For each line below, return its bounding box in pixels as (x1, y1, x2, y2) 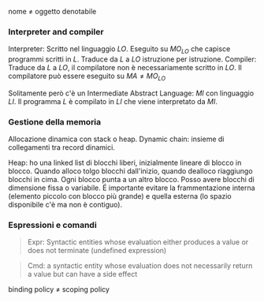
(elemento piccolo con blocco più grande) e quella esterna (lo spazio (8, 192, 232, 201)
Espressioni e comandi (8, 220, 97, 231)
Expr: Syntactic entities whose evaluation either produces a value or (27, 237, 249, 247)
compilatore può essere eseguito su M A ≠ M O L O (8, 71, 166, 82)
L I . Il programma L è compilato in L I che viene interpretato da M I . (8, 96, 218, 106)
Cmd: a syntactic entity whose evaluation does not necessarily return (27, 261, 253, 270)
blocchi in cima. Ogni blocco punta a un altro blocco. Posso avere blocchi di (8, 175, 255, 185)
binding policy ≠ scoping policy (8, 285, 110, 294)
